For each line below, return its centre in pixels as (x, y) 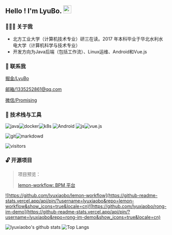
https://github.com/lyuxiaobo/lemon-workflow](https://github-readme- (83, 195)
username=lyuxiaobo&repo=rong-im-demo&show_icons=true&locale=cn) (83, 217)
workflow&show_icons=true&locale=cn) (47, 206)
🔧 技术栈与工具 (24, 114)
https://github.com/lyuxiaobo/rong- (129, 206)
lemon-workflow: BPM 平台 (47, 185)
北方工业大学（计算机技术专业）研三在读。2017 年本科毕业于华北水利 (85, 38)
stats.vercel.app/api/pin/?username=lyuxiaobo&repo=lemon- (70, 201)
